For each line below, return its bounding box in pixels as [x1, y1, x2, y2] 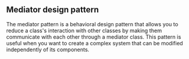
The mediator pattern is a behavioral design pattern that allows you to [6, 20, 179, 27]
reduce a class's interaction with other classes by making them [6, 27, 162, 34]
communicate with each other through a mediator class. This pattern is [6, 33, 181, 41]
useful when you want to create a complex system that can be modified [6, 39, 183, 46]
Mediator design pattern [6, 5, 99, 15]
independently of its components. [6, 46, 90, 53]
